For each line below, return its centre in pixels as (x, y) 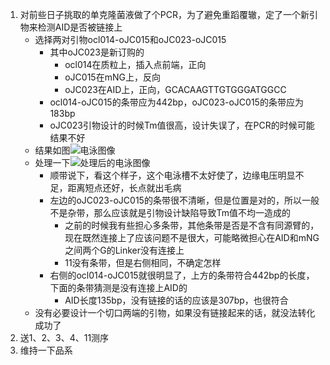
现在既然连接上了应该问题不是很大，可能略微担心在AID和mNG (192, 237)
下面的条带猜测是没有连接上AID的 (118, 287)
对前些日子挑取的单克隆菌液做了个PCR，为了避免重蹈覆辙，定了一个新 (164, 14)
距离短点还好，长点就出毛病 (124, 187)
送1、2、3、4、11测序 (64, 337)
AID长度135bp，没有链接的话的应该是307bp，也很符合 (176, 300)
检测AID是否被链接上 (80, 27)
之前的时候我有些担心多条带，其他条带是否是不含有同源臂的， (192, 225)
